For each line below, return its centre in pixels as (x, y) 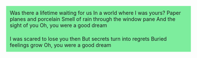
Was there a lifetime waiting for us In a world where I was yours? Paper (95, 13)
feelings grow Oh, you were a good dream (60, 45)
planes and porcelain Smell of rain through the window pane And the (93, 19)
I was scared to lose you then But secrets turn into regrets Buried (88, 39)
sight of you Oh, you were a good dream (58, 25)
